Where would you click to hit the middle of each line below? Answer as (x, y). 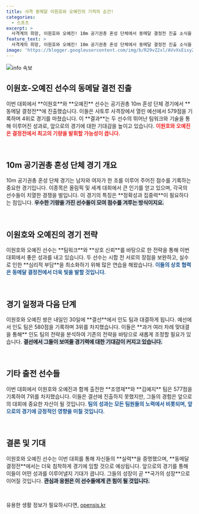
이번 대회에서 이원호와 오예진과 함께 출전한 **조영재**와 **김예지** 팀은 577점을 (99, 389)
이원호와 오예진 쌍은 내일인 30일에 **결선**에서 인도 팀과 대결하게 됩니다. (91, 319)
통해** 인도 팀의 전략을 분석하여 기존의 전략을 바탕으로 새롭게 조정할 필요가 (99, 334)
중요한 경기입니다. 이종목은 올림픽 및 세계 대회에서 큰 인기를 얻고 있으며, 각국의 (97, 188)
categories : (21, 17)
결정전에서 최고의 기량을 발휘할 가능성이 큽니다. (66, 133)
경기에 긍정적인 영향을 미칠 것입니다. (63, 411)
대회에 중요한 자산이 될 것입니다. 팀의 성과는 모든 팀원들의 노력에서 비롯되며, (99, 404)
